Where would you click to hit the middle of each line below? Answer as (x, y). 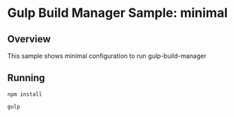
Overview (29, 39)
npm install (25, 94)
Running (26, 78)
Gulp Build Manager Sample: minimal (117, 13)
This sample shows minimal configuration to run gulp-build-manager (107, 56)
